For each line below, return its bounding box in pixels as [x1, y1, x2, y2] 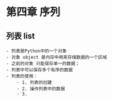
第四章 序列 [6, 5, 61, 19]
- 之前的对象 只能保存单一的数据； [6, 60, 80, 66]
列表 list [6, 31, 35, 41]
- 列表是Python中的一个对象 [6, 48, 67, 54]
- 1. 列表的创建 [16, 79, 52, 85]
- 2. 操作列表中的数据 [16, 86, 65, 92]
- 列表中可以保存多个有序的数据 [6, 67, 73, 73]
